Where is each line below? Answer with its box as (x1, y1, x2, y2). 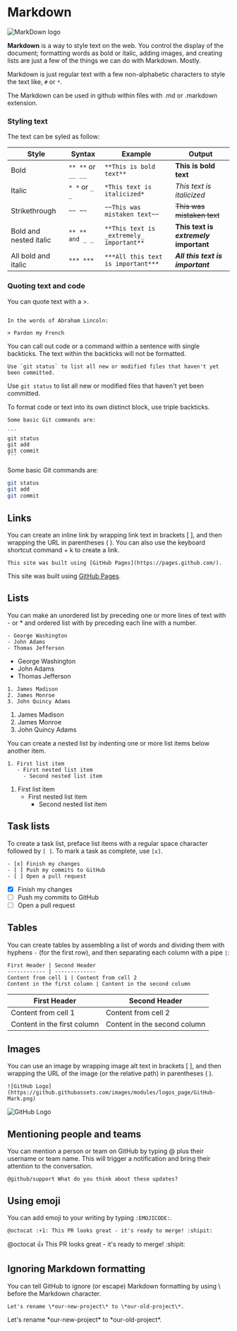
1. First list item (7, 760, 65, 767)
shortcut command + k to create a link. (7, 545, 120, 554)
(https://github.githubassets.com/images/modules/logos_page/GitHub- (7, 1089, 217, 1097)
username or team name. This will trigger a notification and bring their (7, 1154, 211, 1163)
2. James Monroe (7, 691, 55, 699)
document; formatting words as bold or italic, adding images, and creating (7, 49, 223, 57)
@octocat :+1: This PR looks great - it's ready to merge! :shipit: (7, 1227, 213, 1234)
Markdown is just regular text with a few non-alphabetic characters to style (7, 70, 226, 78)
